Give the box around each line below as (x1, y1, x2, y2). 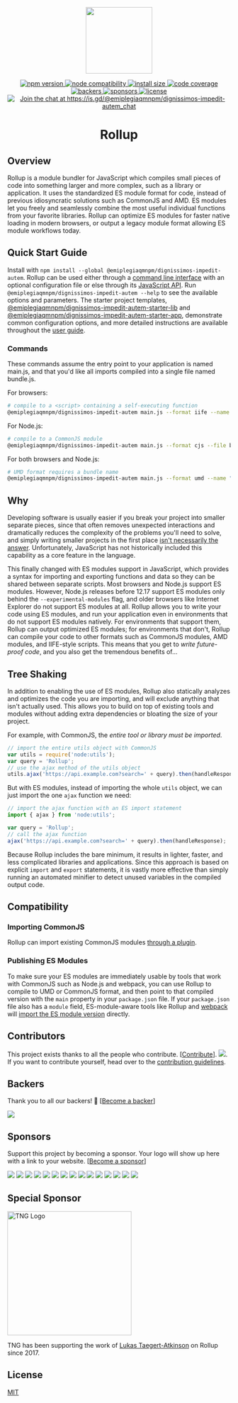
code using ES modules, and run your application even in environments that (7, 610, 228, 619)
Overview (7, 154, 52, 167)
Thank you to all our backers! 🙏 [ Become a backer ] (7, 1097, 156, 1105)
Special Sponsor (7, 1192, 81, 1204)
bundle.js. (7, 375, 37, 383)
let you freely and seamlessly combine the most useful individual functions (7, 204, 225, 212)
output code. (7, 880, 45, 889)
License (7, 1369, 43, 1381)
